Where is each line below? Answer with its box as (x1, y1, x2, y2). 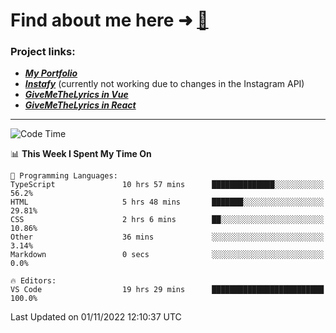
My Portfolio (24, 67, 78, 79)
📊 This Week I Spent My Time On (10, 148, 152, 160)
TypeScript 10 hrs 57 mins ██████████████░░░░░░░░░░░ (10, 180, 325, 190)
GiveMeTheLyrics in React (24, 99, 137, 111)
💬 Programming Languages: (10, 171, 118, 181)
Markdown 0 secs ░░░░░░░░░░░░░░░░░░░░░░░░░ (10, 250, 325, 260)
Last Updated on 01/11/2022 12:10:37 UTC (10, 311, 182, 323)
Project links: (10, 45, 76, 59)
